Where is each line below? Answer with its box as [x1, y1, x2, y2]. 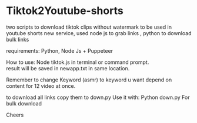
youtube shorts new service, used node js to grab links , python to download [6, 29, 192, 36]
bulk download [6, 100, 42, 107]
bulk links [6, 36, 29, 43]
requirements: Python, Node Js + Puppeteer [6, 47, 113, 54]
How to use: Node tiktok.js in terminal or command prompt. [6, 59, 149, 66]
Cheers [6, 111, 24, 118]
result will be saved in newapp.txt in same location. [6, 64, 130, 71]
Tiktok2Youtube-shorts [6, 4, 123, 18]
